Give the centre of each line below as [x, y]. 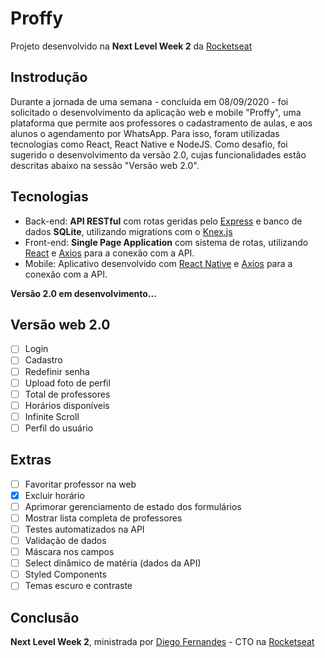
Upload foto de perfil [67, 383]
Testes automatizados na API [84, 529]
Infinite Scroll [52, 416]
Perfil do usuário [59, 428]
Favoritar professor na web [80, 484]
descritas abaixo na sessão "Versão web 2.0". [105, 165]
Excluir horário [54, 495]
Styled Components [66, 574]
